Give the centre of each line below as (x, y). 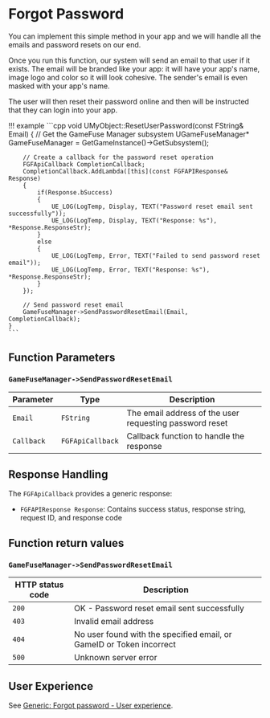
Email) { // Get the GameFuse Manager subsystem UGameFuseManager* (129, 134)
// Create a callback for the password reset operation (119, 157)
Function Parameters (62, 358)
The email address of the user (183, 413)
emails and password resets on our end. (75, 44)
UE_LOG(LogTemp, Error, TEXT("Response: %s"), (131, 270)
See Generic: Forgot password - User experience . (91, 705)
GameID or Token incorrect (125, 645)
